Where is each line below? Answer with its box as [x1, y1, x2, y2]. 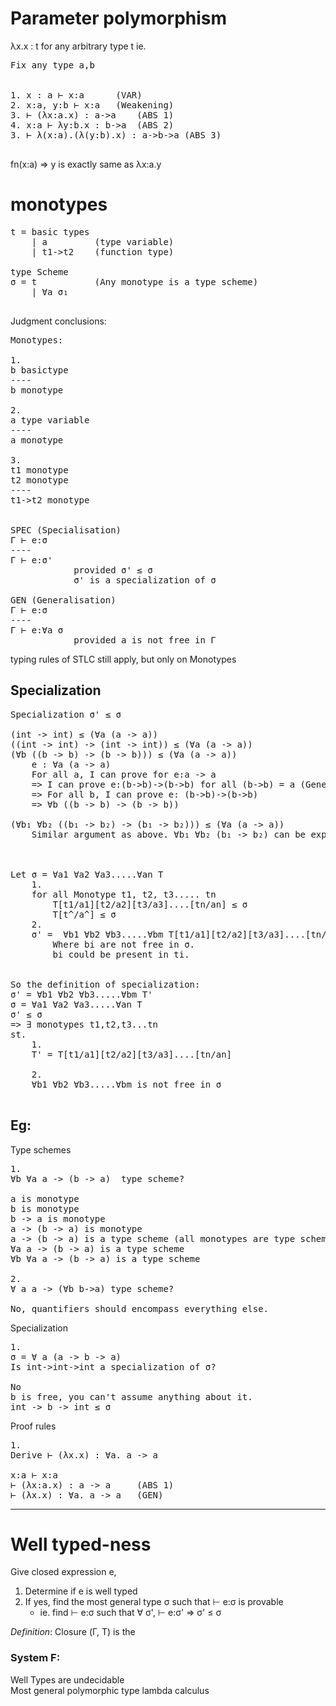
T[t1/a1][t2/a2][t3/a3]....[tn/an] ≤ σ [52, 898, 248, 910]
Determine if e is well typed [24, 1585, 138, 1597]
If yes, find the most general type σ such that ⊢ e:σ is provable [24, 1596, 284, 1608]
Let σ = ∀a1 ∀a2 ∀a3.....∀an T [10, 868, 164, 880]
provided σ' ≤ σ [73, 564, 153, 576]
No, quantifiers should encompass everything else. [10, 1303, 270, 1314]
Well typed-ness [10, 1533, 152, 1556]
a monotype [10, 434, 64, 446]
